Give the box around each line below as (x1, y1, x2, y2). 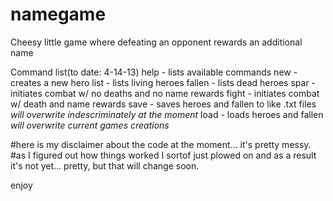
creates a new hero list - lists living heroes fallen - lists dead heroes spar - (10, 76, 317, 88)
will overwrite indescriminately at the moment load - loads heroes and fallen (10, 108, 324, 120)
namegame (10, 3, 107, 26)
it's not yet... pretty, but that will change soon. (10, 159, 200, 172)
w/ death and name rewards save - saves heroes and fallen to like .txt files (10, 98, 317, 110)
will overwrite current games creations (10, 119, 170, 131)
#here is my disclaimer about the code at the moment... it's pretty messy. (10, 138, 312, 150)
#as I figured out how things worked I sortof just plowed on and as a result (10, 149, 317, 161)
